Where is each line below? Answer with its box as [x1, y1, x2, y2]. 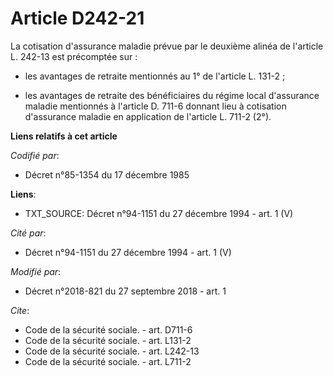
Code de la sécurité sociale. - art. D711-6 [24, 323, 193, 336]
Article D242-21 [10, 7, 145, 30]
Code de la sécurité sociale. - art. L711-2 [24, 355, 192, 367]
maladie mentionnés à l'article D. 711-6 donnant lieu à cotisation [24, 100, 287, 112]
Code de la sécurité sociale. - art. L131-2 [24, 334, 192, 346]
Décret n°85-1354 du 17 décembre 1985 [24, 168, 190, 181]
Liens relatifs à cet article [10, 130, 118, 142]
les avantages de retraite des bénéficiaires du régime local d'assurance [24, 89, 320, 101]
